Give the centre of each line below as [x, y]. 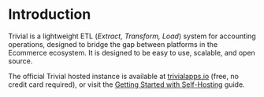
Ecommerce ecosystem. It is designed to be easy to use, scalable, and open [132, 52]
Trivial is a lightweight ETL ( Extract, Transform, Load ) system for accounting [132, 36]
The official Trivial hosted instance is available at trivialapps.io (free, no [123, 76]
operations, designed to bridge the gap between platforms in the [113, 44]
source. [20, 61]
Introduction [50, 14]
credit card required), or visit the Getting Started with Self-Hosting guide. [127, 84]
